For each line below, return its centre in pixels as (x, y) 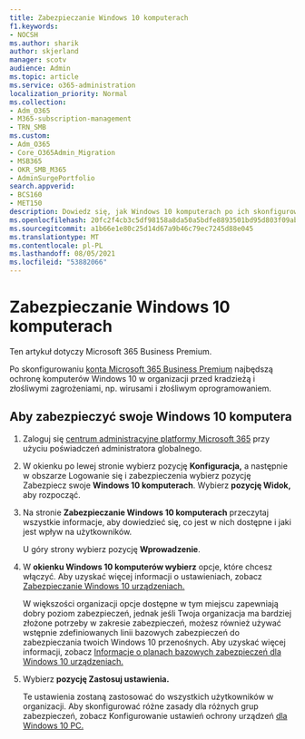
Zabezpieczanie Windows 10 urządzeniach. (103, 586)
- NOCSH (24, 34)
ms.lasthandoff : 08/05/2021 (63, 254)
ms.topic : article (44, 77)
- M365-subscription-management (70, 119)
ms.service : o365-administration (73, 85)
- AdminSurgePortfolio (52, 178)
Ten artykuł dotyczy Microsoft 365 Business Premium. (111, 351)
